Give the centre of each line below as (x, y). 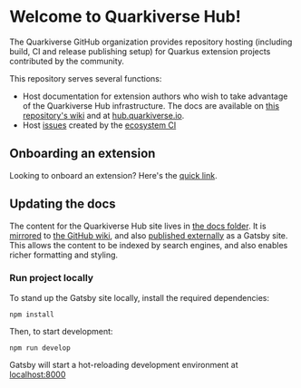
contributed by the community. (67, 61)
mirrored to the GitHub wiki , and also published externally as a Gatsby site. (149, 235)
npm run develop (40, 348)
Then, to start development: (61, 331)
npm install (32, 315)
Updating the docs (63, 204)
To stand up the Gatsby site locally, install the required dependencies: (140, 297)
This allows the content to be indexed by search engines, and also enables (149, 245)
